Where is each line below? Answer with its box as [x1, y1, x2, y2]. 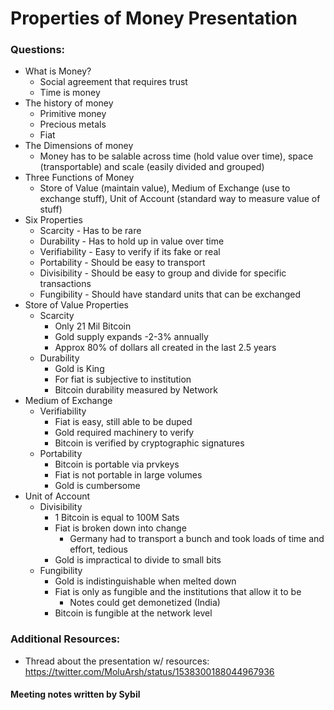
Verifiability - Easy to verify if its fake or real [39, 246, 221, 258]
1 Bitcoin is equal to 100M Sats [54, 512, 180, 524]
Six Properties [24, 214, 83, 226]
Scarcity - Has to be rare [39, 225, 142, 237]
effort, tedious [69, 543, 128, 556]
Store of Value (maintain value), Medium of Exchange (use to [39, 182, 291, 194]
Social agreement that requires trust [39, 76, 188, 88]
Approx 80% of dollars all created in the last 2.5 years [54, 342, 277, 354]
